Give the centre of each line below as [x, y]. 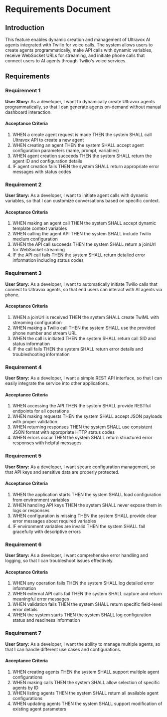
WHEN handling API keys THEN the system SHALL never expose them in [87, 505]
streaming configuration [37, 322]
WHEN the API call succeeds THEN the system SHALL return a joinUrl [84, 244]
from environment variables [41, 500]
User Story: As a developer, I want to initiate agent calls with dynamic [77, 195]
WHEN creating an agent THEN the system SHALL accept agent [78, 145]
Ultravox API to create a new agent [48, 140]
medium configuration [35, 239]
